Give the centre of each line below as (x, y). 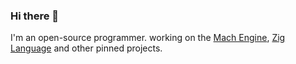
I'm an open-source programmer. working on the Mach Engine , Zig (148, 38)
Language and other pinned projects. (86, 48)
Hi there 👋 (35, 16)
